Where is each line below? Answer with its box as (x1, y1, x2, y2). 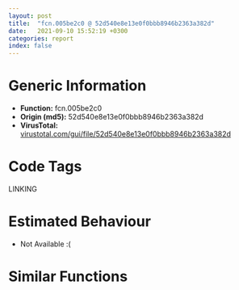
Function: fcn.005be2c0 (19, 103, 103, 113)
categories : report (8, 34, 74, 43)
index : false (8, 42, 52, 50)
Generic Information (8, 77, 147, 95)
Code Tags (8, 158, 82, 176)
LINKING (8, 184, 38, 194)
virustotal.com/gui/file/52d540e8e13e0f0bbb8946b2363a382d (19, 129, 232, 139)
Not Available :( (19, 239, 71, 249)
